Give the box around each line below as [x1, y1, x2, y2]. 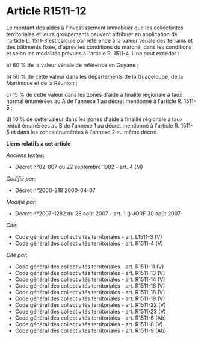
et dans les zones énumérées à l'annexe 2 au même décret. [11, 128, 159, 135]
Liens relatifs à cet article [6, 140, 71, 147]
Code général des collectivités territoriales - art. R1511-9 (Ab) [14, 327, 167, 334]
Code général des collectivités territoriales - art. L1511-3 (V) [14, 233, 162, 240]
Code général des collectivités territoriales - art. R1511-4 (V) [14, 240, 164, 247]
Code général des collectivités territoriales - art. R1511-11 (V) [14, 263, 164, 270]
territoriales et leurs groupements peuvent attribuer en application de [6, 30, 178, 37]
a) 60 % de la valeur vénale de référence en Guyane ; [6, 61, 139, 69]
